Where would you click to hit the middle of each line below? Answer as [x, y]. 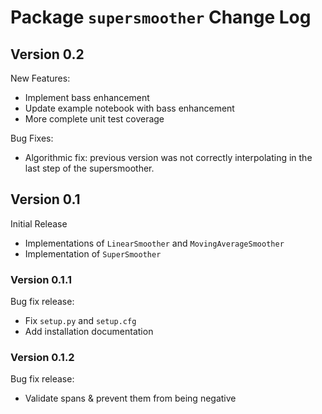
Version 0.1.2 [42, 358]
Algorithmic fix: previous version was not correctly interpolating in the [168, 157]
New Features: [40, 78]
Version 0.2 [47, 54]
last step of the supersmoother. [89, 168]
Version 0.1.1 [41, 279]
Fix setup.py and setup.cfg [80, 321]
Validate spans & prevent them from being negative [130, 398]
